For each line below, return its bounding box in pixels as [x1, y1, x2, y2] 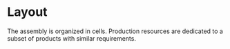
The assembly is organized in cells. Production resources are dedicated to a [7, 27, 223, 35]
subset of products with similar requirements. [7, 34, 137, 42]
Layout [7, 4, 48, 20]
